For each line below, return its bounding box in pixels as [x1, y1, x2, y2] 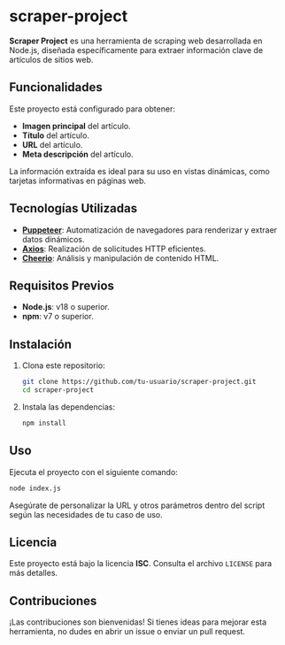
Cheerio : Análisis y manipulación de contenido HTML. [21, 252, 220, 263]
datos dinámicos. [21, 234, 85, 244]
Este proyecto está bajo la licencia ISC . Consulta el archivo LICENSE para [9, 558, 273, 569]
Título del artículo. [21, 130, 90, 141]
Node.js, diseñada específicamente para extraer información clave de [9, 44, 264, 55]
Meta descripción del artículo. [21, 149, 135, 159]
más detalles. [9, 568, 58, 579]
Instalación [9, 336, 73, 351]
